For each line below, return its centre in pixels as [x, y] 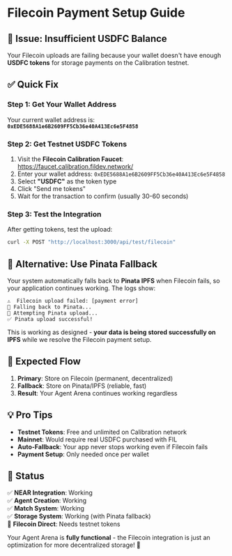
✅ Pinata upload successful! [50, 319]
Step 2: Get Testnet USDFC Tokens [67, 144]
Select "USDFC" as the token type [67, 181]
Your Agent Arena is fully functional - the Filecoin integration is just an [109, 538]
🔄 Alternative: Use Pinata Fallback [83, 264]
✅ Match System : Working [46, 509]
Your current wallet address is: [51, 119]
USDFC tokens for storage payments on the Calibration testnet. [98, 63]
